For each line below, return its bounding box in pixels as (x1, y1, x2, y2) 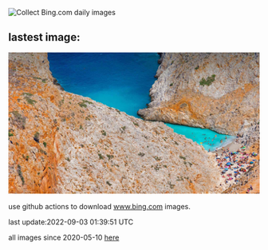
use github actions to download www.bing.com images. (8, 202, 191, 212)
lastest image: (8, 30, 81, 44)
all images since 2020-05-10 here (8, 232, 120, 243)
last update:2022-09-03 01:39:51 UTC (8, 217, 134, 227)
